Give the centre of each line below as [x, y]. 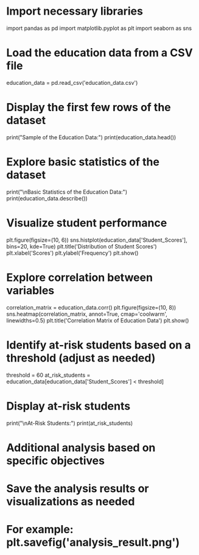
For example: [40, 530]
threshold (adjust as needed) [81, 358]
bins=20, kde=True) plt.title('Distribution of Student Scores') [82, 246]
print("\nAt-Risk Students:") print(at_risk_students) [70, 423]
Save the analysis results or [78, 488]
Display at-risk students [68, 406]
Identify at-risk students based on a [99, 345]
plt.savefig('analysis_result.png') [93, 542]
